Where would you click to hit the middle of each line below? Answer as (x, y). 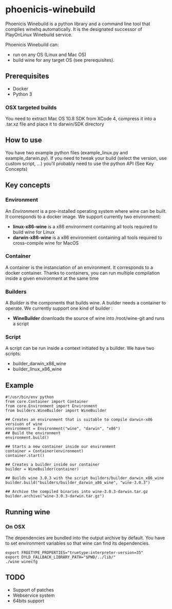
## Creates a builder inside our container (53, 465)
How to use (24, 140)
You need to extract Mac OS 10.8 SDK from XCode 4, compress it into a (81, 119)
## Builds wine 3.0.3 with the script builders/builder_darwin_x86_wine (85, 478)
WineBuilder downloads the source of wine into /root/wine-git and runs (89, 318)
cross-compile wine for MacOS (46, 243)
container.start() (25, 456)
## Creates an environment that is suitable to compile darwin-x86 (79, 420)
